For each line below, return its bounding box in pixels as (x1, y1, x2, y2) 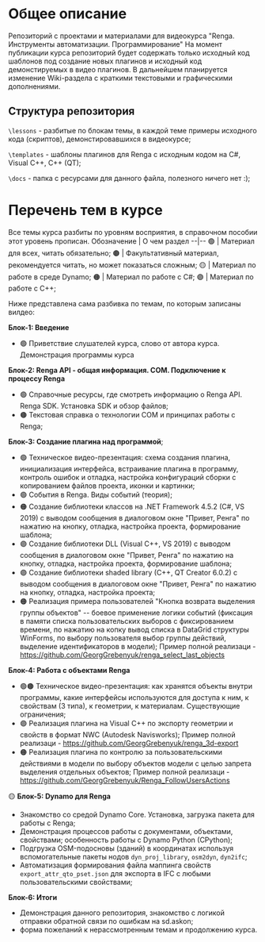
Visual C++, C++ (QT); (8, 158, 81, 167)
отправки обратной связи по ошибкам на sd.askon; (19, 916, 194, 925)
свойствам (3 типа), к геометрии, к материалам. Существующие (19, 701, 240, 710)
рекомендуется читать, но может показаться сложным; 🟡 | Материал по (8, 260, 256, 270)
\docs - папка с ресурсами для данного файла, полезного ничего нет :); (8, 173, 251, 183)
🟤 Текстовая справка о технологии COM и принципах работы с (19, 409, 236, 419)
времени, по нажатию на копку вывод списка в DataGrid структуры (19, 625, 249, 634)
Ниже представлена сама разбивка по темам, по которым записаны (8, 298, 241, 308)
